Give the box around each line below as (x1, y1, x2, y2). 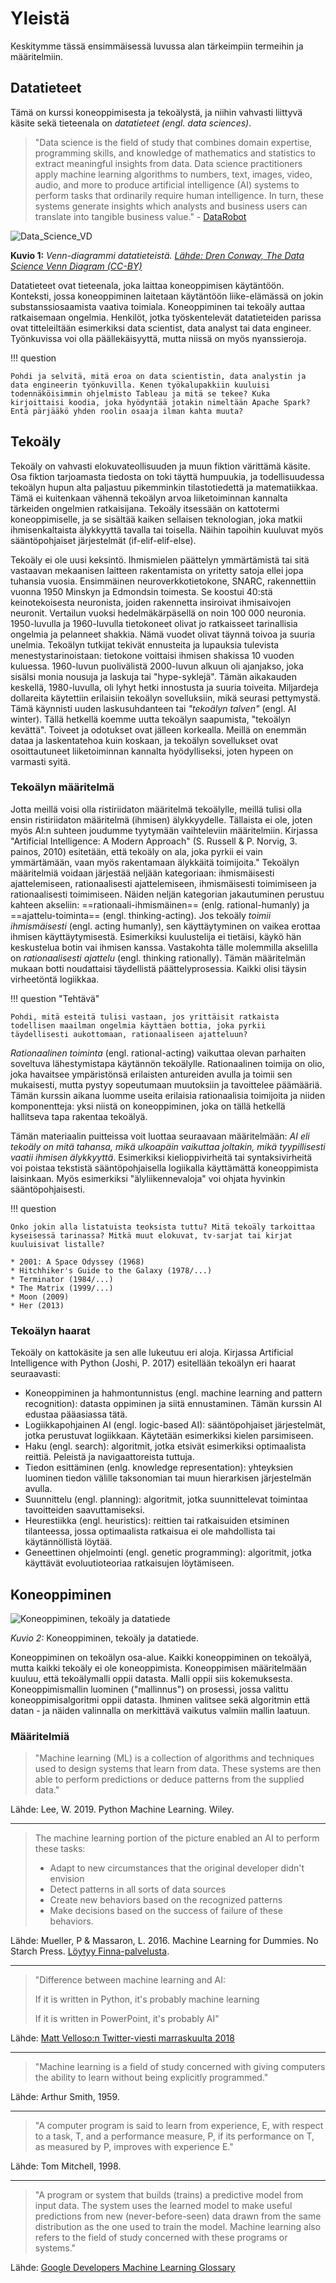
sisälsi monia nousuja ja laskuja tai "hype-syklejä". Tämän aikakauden (10, 670, 297, 682)
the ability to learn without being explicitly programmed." (34, 2072, 269, 2084)
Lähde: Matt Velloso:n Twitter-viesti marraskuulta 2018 (10, 2032, 235, 2044)
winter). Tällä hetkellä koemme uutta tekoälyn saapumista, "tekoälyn (10, 713, 292, 725)
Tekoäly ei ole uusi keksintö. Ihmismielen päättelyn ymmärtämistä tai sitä (10, 553, 310, 566)
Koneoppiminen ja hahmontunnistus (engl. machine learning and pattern (24, 1387, 323, 1399)
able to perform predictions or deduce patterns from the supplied (34, 1773, 305, 1786)
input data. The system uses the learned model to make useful (34, 2200, 293, 2212)
